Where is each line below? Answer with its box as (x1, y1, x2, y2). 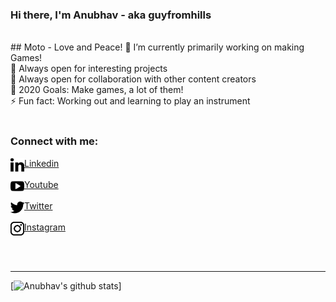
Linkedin (24, 157, 60, 169)
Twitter (24, 199, 53, 212)
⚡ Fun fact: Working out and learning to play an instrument (10, 95, 251, 107)
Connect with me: (10, 134, 99, 148)
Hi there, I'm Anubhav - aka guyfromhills (10, 8, 212, 22)
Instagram (24, 221, 66, 233)
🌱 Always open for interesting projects (10, 63, 168, 75)
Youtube (24, 178, 59, 190)
